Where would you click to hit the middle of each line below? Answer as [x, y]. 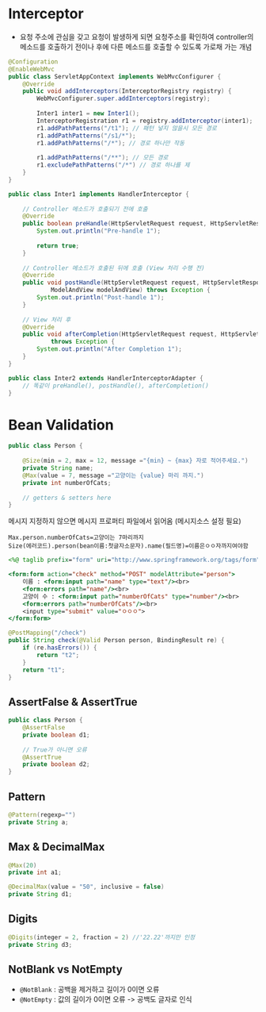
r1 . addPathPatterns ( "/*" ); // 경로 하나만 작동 [110, 143]
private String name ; [58, 468]
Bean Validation [61, 425]
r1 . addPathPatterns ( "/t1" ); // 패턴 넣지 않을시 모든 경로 [127, 128]
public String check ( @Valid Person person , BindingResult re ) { [116, 641]
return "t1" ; [44, 670]
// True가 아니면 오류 [55, 750]
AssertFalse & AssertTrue [73, 702]
